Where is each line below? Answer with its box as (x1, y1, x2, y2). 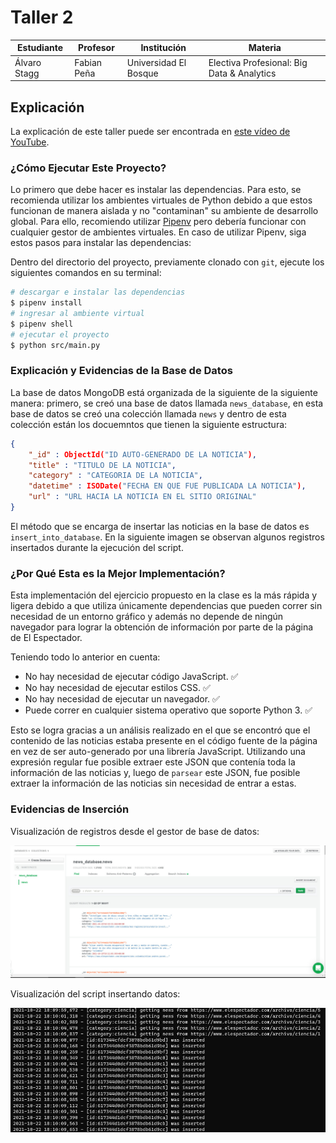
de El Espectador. (10, 632, 83, 644)
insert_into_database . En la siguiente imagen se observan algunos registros (10, 531, 325, 543)
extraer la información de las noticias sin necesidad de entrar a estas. (10, 777, 297, 790)
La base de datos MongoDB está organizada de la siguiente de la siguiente (10, 386, 318, 398)
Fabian (74, 56, 103, 68)
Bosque (126, 67, 159, 79)
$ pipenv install (10, 298, 83, 308)
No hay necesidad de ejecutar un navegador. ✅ (24, 693, 220, 705)
